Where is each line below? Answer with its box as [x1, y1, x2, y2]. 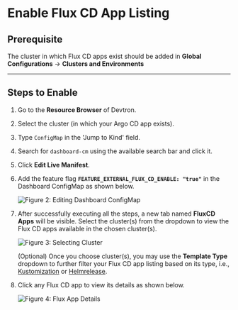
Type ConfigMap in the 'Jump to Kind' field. [17, 133, 140, 141]
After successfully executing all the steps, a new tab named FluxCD [17, 209, 216, 218]
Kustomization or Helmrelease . [17, 267, 108, 275]
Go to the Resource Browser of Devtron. [17, 105, 137, 114]
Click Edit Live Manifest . [17, 160, 90, 169]
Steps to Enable [7, 87, 78, 99]
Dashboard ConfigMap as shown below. [17, 182, 135, 190]
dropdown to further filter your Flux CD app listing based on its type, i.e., [17, 259, 230, 267]
